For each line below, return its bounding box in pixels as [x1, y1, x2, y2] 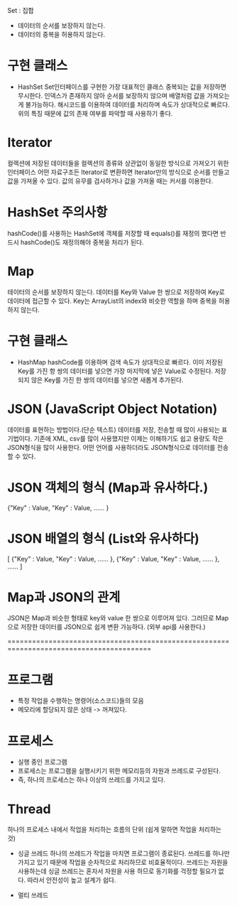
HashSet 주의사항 [7, 205, 108, 220]
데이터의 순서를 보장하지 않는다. [17, 21, 105, 30]
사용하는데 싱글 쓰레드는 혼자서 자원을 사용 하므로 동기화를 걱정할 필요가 [17, 867, 217, 875]
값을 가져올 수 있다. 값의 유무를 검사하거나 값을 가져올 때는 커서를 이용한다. [7, 176, 214, 185]
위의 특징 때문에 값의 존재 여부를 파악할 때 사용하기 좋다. [17, 109, 173, 117]
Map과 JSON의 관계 [7, 589, 121, 605]
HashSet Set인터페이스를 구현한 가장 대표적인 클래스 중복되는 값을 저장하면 [17, 82, 227, 91]
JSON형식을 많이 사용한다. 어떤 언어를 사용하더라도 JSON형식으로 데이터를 [7, 443, 216, 451]
